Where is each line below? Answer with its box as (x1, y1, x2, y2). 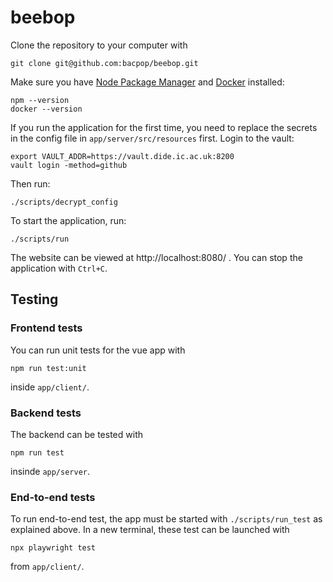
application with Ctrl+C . (10, 262, 108, 274)
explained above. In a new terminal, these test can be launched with (10, 524, 290, 536)
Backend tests (10, 406, 82, 420)
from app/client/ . (10, 561, 85, 573)
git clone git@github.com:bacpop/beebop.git (10, 58, 199, 68)
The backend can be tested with (10, 428, 143, 440)
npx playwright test (10, 543, 97, 553)
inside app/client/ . (10, 381, 90, 393)
